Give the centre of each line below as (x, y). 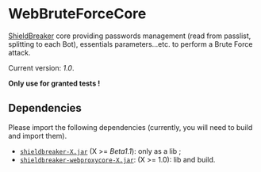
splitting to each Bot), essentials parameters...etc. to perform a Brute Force (130, 44)
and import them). (38, 136)
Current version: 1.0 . (41, 67)
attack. (19, 52)
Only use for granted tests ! (54, 83)
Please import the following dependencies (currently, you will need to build (130, 127)
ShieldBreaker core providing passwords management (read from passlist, (130, 36)
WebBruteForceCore (77, 14)
